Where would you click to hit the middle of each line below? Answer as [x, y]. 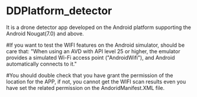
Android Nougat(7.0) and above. [45, 33]
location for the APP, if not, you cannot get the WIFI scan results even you [96, 82]
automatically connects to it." [41, 64]
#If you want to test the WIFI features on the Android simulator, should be [96, 45]
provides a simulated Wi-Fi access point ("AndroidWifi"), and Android [91, 57]
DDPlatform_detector [59, 11]
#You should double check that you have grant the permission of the [90, 75]
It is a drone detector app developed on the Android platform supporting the [98, 27]
